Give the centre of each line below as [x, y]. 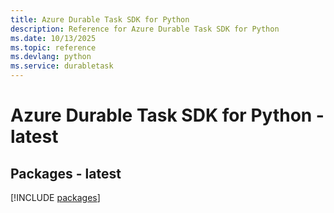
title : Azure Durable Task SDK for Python [100, 19]
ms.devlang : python [51, 57]
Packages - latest [66, 173]
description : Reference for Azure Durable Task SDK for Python [145, 29]
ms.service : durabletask [62, 66]
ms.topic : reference [53, 47]
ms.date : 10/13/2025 [53, 38]
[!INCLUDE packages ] [55, 197]
